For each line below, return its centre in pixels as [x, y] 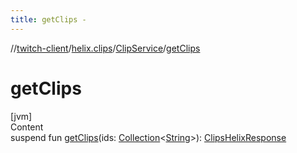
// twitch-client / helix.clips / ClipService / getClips [105, 48]
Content [27, 127]
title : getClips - [48, 19]
